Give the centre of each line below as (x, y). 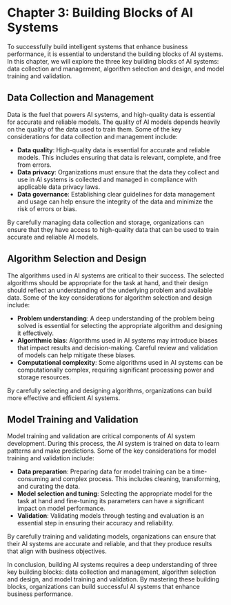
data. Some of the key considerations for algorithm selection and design (110, 297)
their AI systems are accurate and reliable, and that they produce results (110, 544)
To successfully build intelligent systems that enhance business (98, 46)
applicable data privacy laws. (59, 187)
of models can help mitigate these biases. (76, 355)
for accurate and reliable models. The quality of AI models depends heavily (114, 122)
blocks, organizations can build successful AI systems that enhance (103, 587)
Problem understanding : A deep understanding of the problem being (116, 318)
